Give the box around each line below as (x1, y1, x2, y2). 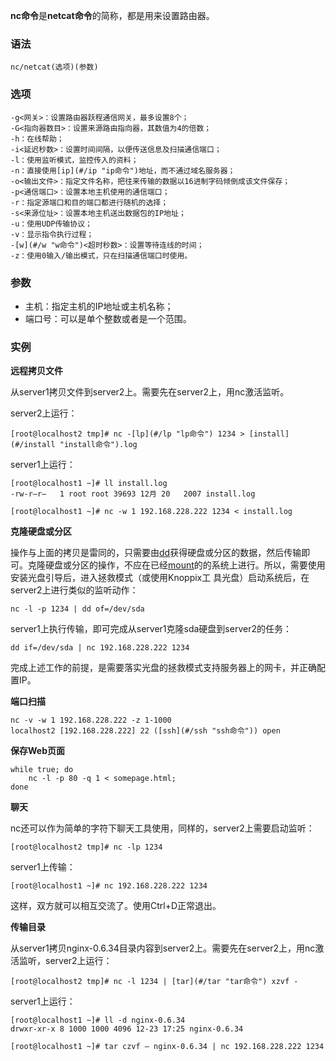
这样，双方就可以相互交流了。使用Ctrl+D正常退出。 (10, 900, 222, 912)
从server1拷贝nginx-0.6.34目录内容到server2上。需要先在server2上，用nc (10, 942, 316, 954)
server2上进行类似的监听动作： (10, 584, 139, 596)
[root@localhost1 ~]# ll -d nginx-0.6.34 (10, 1015, 186, 1026)
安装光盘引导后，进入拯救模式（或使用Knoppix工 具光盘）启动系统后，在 (10, 572, 310, 584)
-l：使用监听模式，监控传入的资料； (10, 155, 139, 165)
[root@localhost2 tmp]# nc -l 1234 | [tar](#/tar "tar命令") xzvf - (10, 977, 299, 987)
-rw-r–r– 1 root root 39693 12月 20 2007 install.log (10, 489, 256, 499)
